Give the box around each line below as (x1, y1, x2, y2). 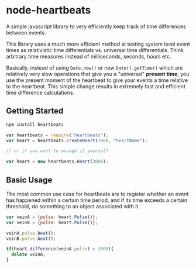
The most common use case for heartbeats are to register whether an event (6, 190, 189, 197)
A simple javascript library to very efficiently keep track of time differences (6, 23, 186, 30)
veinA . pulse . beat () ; (6, 230, 57, 236)
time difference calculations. (6, 89, 75, 96)
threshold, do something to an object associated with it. (6, 202, 140, 209)
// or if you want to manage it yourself (6, 148, 109, 154)
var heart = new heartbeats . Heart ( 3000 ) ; (6, 159, 109, 164)
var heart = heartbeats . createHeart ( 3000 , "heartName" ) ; (6, 138, 148, 143)
